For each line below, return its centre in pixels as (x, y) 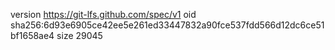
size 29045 (79, 35)
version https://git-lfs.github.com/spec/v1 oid (103, 14)
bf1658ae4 (32, 35)
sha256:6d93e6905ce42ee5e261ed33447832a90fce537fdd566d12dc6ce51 (167, 25)
